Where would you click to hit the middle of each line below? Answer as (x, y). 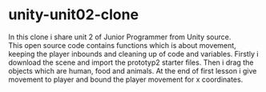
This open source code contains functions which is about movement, (122, 45)
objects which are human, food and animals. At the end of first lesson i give (133, 70)
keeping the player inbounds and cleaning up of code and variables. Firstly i (133, 54)
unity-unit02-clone (73, 15)
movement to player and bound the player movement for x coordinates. (126, 79)
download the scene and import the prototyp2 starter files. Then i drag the (131, 62)
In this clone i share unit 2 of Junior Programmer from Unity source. (120, 37)
